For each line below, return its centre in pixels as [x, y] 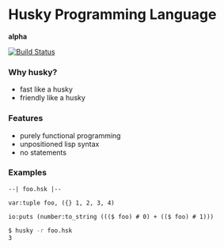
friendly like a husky [52, 98]
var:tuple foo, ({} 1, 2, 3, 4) [61, 203]
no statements [43, 152]
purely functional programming [70, 135]
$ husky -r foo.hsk [40, 231]
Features [26, 118]
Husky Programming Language [112, 15]
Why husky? [33, 72]
